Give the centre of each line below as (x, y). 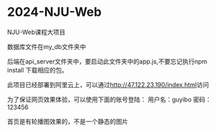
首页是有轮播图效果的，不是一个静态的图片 (68, 121)
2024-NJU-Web (55, 12)
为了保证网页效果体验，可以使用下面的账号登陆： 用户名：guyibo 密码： (109, 99)
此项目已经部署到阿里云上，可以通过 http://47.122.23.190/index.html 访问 (108, 84)
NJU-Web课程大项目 (36, 32)
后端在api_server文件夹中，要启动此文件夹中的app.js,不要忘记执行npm (107, 61)
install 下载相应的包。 (38, 70)
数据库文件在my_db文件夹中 (47, 46)
